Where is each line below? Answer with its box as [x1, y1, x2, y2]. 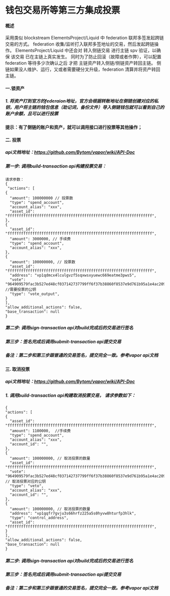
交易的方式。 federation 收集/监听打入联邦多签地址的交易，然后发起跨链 [5, 41, 155, 47]
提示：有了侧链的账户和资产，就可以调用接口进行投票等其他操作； [5, 124, 142, 130]
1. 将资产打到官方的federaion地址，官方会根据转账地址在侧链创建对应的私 [5, 98, 159, 104]
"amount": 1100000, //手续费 [10, 428, 71, 433]
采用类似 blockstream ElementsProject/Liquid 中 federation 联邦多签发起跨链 [5, 35, 164, 41]
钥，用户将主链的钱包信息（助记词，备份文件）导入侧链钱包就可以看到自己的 [5, 104, 164, 110]
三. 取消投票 [5, 366, 30, 372]
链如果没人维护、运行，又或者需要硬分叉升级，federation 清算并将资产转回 [5, 66, 160, 72]
